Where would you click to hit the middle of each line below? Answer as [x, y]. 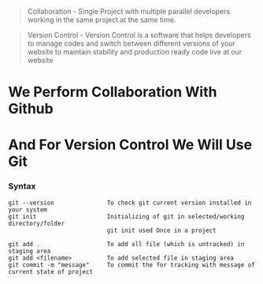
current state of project [50, 271]
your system [28, 209]
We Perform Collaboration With [113, 92]
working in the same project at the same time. [102, 20]
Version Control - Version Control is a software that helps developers [139, 35]
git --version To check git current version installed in [130, 203]
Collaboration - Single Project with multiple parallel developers [129, 11]
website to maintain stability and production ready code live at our [135, 52]
